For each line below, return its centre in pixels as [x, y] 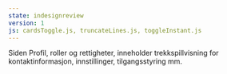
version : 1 [26, 23]
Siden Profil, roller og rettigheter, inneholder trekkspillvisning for [113, 53]
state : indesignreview [46, 16]
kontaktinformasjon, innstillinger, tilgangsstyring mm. [95, 61]
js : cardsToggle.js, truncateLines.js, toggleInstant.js [105, 30]
